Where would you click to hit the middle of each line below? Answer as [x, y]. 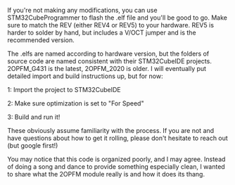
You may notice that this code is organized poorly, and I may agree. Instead [116, 159]
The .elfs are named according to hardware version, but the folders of [108, 53]
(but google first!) [33, 146]
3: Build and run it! [34, 117]
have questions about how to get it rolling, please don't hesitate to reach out [118, 138]
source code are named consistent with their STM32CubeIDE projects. [110, 61]
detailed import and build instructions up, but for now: [85, 76]
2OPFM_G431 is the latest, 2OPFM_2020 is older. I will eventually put [107, 69]
